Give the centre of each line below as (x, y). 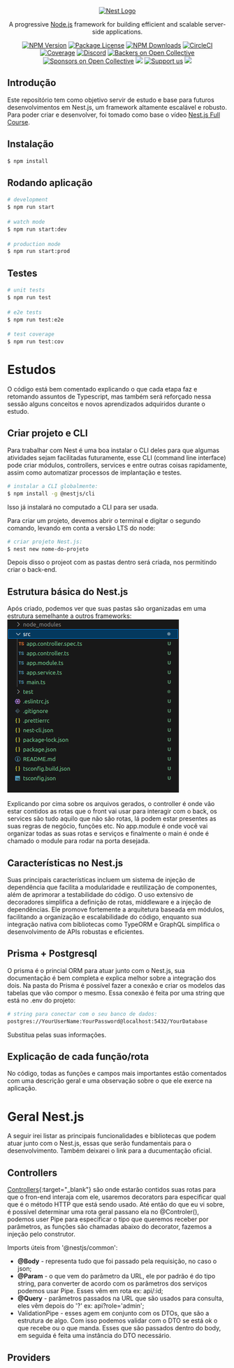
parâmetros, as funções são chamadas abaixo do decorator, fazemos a (110, 1227)
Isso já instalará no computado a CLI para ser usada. (83, 507)
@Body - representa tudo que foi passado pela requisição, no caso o (117, 1261)
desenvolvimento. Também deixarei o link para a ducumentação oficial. (110, 1151)
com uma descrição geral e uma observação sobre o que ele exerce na (110, 1081)
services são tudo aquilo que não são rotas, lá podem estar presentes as (112, 819)
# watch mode (26, 222)
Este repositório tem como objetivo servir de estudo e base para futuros (111, 100)
